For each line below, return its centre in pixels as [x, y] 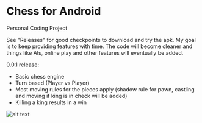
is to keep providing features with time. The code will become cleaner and [99, 46]
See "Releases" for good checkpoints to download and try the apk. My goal [101, 40]
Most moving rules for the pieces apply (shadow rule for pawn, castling [105, 89]
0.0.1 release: [23, 65]
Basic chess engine [40, 76]
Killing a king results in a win [51, 102]
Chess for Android [54, 11]
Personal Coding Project [37, 28]
